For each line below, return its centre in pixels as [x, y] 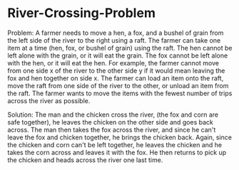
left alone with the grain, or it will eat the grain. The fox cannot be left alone [118, 55]
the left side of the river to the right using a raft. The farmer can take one [114, 40]
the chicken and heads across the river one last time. [85, 160]
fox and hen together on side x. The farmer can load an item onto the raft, [116, 78]
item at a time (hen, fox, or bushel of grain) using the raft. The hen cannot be [120, 48]
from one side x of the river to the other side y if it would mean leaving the [116, 70]
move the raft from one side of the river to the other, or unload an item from [118, 85]
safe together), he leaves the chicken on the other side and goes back [111, 122]
